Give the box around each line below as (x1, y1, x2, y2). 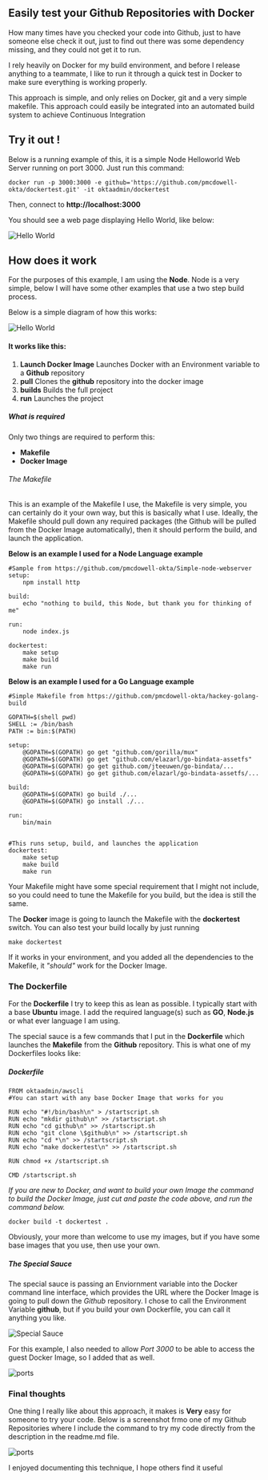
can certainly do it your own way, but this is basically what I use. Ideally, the (8, 507, 258, 517)
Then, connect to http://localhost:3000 (8, 200, 142, 209)
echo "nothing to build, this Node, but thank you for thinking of (22, 599, 252, 608)
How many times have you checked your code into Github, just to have (8, 27, 242, 37)
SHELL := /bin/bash (8, 720, 74, 728)
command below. (8, 1203, 66, 1212)
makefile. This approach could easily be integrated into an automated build (8, 101, 254, 111)
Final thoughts (8, 1388, 66, 1399)
